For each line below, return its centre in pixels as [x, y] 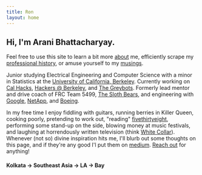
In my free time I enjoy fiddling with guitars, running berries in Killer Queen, [100, 112]
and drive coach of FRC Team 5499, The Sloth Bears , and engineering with [100, 94]
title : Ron [20, 12]
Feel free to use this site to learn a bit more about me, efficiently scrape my [100, 57]
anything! [18, 151]
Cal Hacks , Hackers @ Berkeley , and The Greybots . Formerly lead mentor [98, 88]
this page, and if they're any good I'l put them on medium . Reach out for [96, 145]
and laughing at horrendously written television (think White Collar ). [91, 132]
